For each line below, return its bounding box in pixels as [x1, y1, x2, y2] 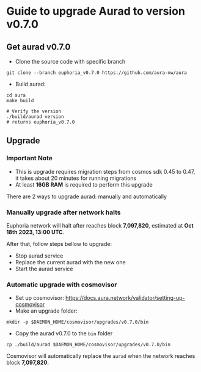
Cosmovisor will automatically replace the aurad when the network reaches [6, 352, 196, 360]
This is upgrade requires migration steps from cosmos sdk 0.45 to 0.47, [15, 168, 196, 175]
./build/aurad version [6, 114, 64, 120]
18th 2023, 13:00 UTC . [6, 228, 65, 236]
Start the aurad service [15, 265, 73, 272]
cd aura [6, 92, 26, 99]
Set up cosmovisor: [15, 294, 64, 302]
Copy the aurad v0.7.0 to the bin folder [15, 330, 113, 337]
